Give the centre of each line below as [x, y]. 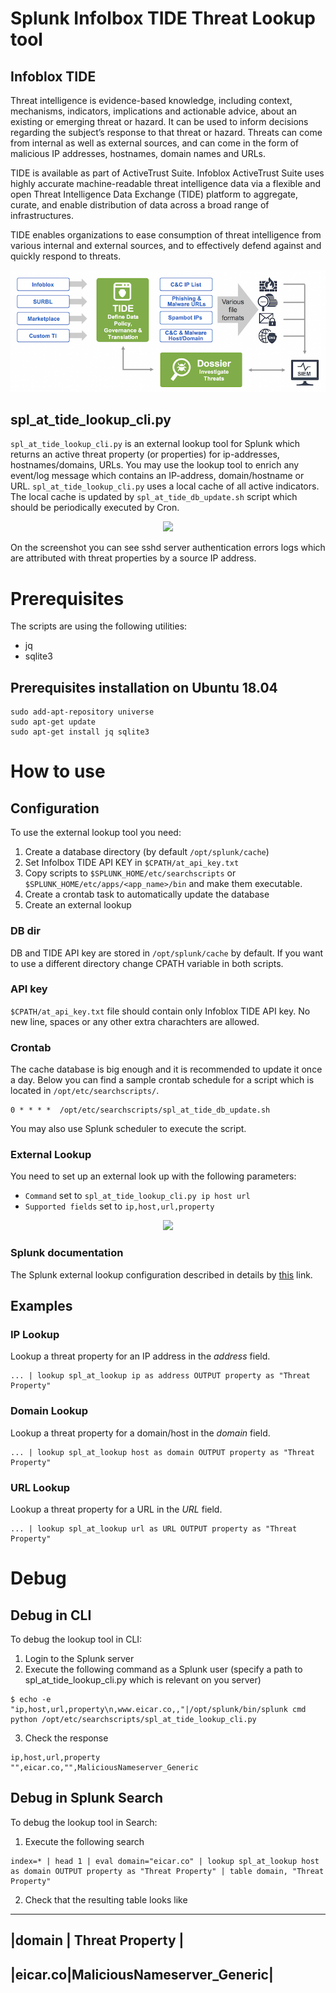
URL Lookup [40, 1487]
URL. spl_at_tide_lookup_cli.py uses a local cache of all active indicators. [165, 486]
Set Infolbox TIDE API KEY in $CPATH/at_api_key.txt [132, 863]
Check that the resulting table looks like [106, 1899]
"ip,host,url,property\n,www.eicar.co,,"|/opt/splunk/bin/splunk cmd [158, 1709]
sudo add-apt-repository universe [82, 712]
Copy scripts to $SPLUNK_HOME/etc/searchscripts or [130, 873]
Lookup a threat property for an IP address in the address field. [140, 1356]
